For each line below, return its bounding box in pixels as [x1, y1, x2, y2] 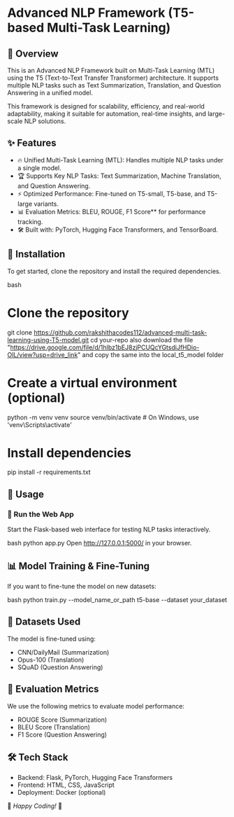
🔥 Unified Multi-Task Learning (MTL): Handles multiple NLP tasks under [17, 155, 224, 164]
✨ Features [7, 137, 57, 149]
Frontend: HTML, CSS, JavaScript [17, 781, 115, 789]
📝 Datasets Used [7, 616, 81, 628]
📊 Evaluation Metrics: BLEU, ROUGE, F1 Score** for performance [17, 207, 206, 216]
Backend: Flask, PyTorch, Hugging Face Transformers [17, 774, 173, 782]
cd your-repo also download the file [90, 335, 193, 344]
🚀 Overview [7, 48, 59, 60]
